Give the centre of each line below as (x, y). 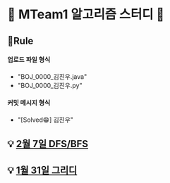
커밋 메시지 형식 (29, 103)
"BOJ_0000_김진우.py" (50, 85)
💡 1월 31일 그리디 (42, 170)
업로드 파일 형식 (29, 60)
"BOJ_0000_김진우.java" (52, 76)
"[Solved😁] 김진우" (45, 120)
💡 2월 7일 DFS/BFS (48, 144)
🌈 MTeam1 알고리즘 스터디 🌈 (86, 14)
